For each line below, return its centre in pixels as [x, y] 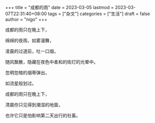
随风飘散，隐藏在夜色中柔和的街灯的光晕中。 [52, 62]
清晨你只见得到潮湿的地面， [34, 105]
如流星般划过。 [21, 83]
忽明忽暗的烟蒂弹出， [27, 73]
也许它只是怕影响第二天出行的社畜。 [43, 115]
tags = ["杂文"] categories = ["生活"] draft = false [99, 14]
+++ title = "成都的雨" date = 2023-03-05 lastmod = [60, 7]
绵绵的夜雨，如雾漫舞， [30, 40]
